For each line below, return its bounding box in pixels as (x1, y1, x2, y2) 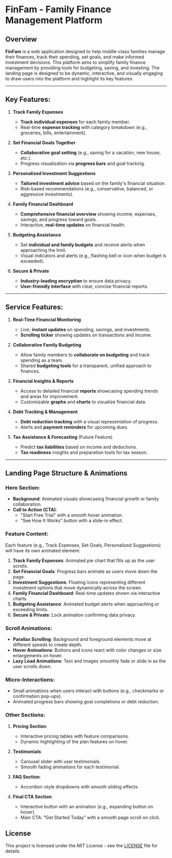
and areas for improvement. (20, 393, 79, 399)
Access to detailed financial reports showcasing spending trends (20, 388, 158, 394)
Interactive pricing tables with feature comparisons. (20, 733, 130, 739)
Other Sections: (5, 712, 46, 719)
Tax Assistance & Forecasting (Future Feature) (12, 434, 113, 440)
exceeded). (20, 258, 45, 264)
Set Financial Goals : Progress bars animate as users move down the (12, 568, 158, 574)
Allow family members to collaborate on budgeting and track (20, 352, 150, 358)
